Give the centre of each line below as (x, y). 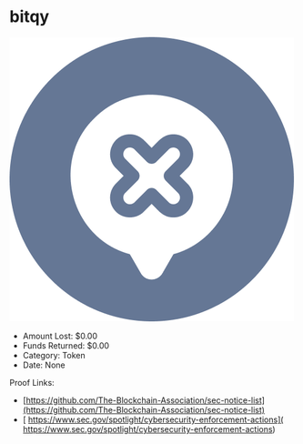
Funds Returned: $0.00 (66, 345)
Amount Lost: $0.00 (60, 336)
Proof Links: (32, 382)
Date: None (44, 365)
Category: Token (54, 355)
